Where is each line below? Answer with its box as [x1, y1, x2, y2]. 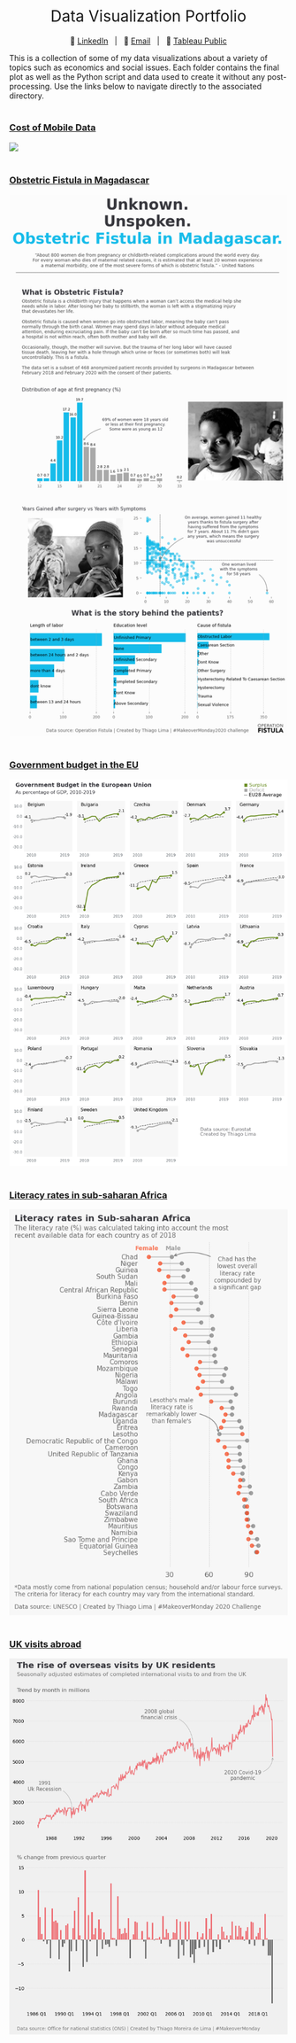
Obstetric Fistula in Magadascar [9, 174, 150, 186]
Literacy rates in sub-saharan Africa [9, 1189, 168, 1201]
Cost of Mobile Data [9, 121, 96, 134]
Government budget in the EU [9, 758, 139, 771]
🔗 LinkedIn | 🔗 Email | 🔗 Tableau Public [70, 35, 227, 46]
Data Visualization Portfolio [49, 6, 247, 27]
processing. [9, 81, 53, 91]
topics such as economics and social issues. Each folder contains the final [9, 62, 280, 73]
